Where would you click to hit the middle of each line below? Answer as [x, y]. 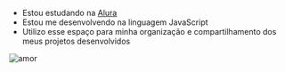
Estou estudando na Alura [69, 13]
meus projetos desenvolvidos [76, 41]
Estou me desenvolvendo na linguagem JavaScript [115, 22]
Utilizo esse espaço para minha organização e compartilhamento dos [149, 32]
